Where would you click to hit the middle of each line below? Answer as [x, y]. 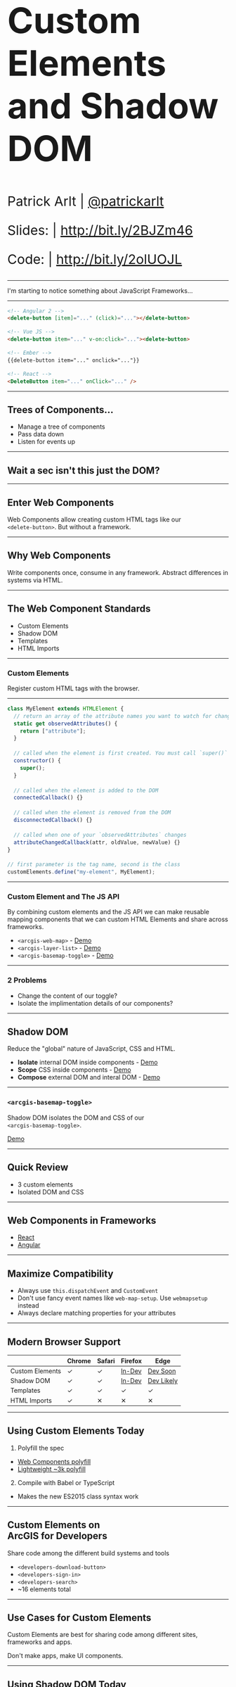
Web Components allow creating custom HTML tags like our [94, 519]
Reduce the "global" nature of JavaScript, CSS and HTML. [91, 1049]
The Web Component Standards [79, 609]
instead [28, 1306]
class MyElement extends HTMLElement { [66, 709]
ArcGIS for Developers [57, 1536]
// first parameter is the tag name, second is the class [94, 865]
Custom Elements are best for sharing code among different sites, [103, 1635]
